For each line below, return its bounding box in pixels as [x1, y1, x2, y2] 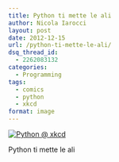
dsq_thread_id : [8, 48, 59, 56]
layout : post [8, 26, 52, 34]
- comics [15, 85, 44, 94]
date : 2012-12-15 [8, 33, 66, 42]
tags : [8, 78, 26, 86]
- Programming [15, 71, 62, 79]
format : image [8, 108, 56, 116]
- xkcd [15, 100, 37, 108]
